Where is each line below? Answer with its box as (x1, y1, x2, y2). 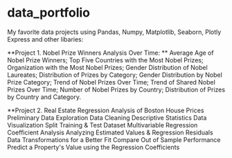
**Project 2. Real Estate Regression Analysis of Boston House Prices (7, 106, 204, 114)
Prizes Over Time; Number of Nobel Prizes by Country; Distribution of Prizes (7, 85, 226, 94)
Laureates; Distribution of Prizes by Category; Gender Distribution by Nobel (7, 71, 223, 79)
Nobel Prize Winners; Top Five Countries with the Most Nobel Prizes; (7, 55, 204, 64)
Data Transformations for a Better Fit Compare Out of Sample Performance (7, 135, 221, 143)
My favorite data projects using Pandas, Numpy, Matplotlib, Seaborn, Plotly (7, 28, 222, 36)
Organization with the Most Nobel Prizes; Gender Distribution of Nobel (7, 63, 208, 71)
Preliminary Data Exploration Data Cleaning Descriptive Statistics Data (7, 113, 207, 122)
